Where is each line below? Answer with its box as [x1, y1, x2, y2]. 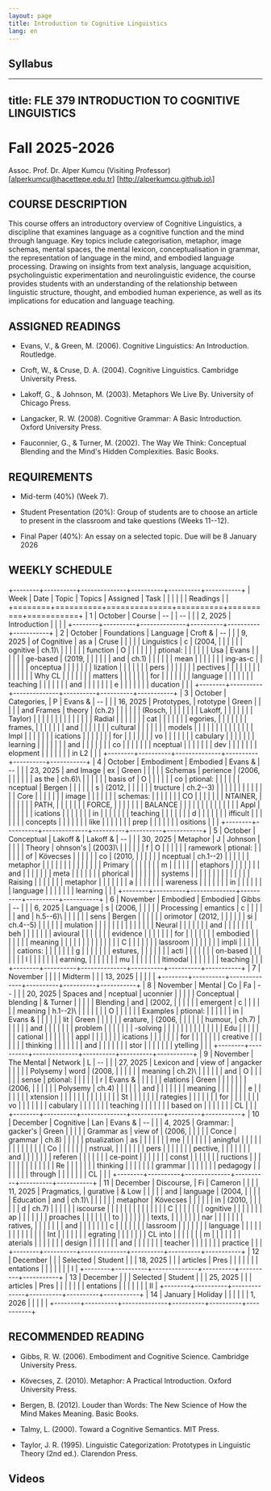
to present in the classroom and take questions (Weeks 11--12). [19, 515, 230, 526]
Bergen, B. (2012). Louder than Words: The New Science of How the [19, 1400, 248, 1409]
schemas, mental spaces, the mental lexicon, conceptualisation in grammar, [8, 244, 261, 255]
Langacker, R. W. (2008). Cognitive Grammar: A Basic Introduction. [19, 414, 243, 424]
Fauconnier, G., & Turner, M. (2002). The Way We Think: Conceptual [19, 438, 247, 448]
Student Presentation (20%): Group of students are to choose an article [19, 507, 258, 517]
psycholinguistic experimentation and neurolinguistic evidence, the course [8, 270, 256, 280]
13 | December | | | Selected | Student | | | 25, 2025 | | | [69, 1272, 252, 1282]
